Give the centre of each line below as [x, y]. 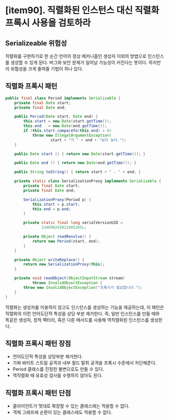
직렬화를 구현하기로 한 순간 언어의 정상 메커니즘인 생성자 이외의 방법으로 [76, 56]
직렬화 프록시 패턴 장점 [38, 343]
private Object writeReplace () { [49, 260]
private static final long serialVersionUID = [73, 223]
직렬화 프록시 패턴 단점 [38, 393]
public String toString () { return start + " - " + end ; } [78, 172]
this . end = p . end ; [51, 209]
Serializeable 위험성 [36, 43]
